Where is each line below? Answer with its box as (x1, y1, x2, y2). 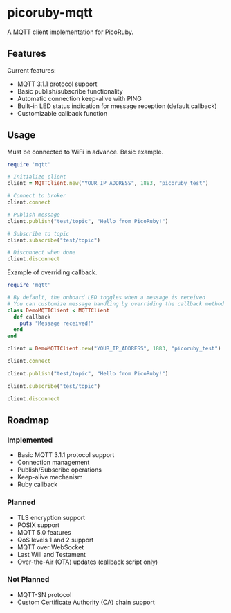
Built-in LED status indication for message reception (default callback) (17, 102, 217, 110)
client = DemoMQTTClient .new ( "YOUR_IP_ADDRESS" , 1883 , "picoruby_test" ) (7, 345, 221, 353)
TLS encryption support (17, 513, 85, 522)
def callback (13, 313, 51, 320)
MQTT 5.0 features (17, 528, 71, 536)
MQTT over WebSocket (17, 542, 84, 551)
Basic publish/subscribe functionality (17, 87, 123, 95)
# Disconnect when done (7, 249, 76, 256)
